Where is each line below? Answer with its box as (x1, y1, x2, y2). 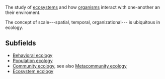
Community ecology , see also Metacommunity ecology (12, 62, 127, 69)
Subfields (5, 39, 36, 47)
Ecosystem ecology (12, 68, 54, 74)
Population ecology (12, 57, 53, 63)
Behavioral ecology (12, 52, 53, 58)
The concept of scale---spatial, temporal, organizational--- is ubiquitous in (5, 19, 160, 25)
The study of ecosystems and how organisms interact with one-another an (5, 4, 160, 10)
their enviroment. (5, 9, 41, 15)
